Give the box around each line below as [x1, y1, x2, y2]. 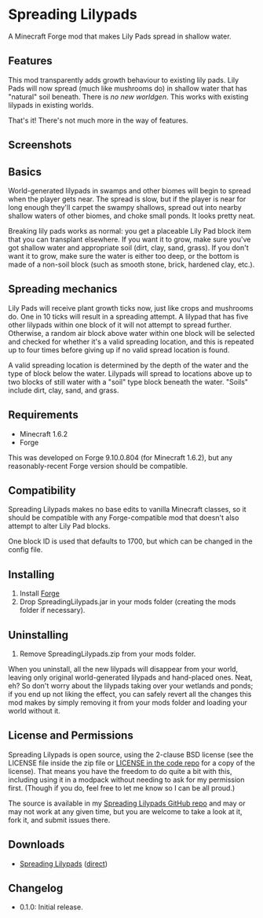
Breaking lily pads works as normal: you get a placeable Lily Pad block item [8, 226, 252, 235]
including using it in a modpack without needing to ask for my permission [8, 775, 245, 784]
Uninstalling [8, 628, 69, 642]
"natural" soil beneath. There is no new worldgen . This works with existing [8, 92, 249, 101]
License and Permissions [8, 729, 133, 743]
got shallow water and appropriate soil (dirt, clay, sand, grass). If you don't [8, 242, 249, 253]
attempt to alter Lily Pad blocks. [8, 522, 111, 531]
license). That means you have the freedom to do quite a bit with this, [8, 766, 232, 776]
